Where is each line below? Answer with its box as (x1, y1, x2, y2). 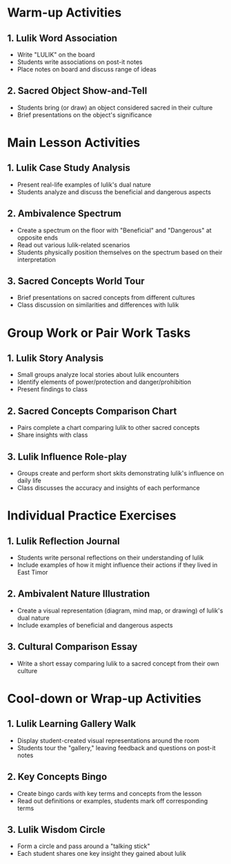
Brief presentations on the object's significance (17, 110, 152, 119)
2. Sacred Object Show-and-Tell (7, 85, 148, 97)
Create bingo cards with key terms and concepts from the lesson (17, 789, 202, 797)
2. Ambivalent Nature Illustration (7, 588, 150, 600)
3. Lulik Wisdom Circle (7, 823, 106, 835)
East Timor (17, 568, 48, 577)
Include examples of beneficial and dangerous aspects (17, 621, 174, 629)
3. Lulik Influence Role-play (7, 451, 128, 462)
